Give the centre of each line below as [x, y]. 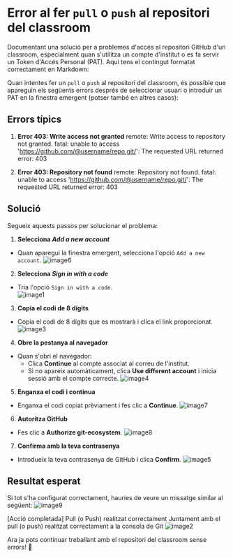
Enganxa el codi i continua [56, 391]
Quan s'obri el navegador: [54, 356]
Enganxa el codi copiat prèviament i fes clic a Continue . [98, 405]
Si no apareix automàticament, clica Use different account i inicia [122, 370]
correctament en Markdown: [48, 69]
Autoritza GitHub [43, 418]
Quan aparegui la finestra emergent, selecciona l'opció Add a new [111, 252]
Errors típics [35, 120]
